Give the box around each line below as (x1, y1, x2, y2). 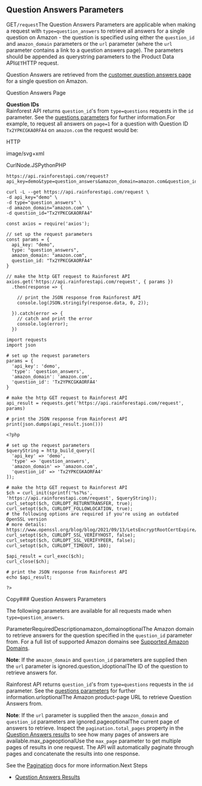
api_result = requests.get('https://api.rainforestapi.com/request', (6, 400, 185, 406)
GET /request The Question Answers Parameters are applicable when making (6, 21, 196, 28)
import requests (6, 337, 47, 343)
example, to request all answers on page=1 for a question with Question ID (6, 120, 188, 127)
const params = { (6, 236, 50, 242)
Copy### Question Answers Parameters (6, 595, 106, 603)
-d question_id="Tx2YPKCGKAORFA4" (6, 210, 93, 216)
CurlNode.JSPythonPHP (6, 161, 66, 168)
